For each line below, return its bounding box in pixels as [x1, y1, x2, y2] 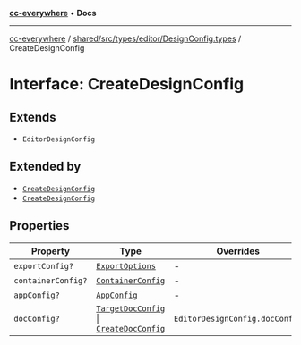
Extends [9, 109, 56, 124]
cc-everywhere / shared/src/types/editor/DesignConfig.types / [9, 33, 242, 44]
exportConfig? [13, 261, 74, 271]
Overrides [216, 245, 260, 257]
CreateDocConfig [95, 324, 166, 333]
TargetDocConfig [95, 303, 166, 314]
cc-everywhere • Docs [9, 8, 97, 18]
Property [30, 245, 70, 257]
